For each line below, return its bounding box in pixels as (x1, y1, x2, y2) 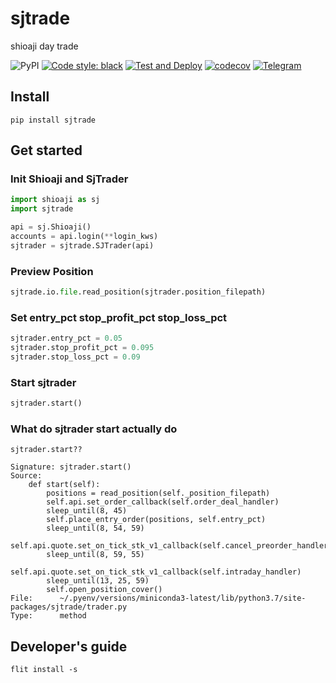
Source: (10, 471, 43, 481)
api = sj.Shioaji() (10, 222, 92, 232)
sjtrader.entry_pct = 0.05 (10, 333, 123, 344)
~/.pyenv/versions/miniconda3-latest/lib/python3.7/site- (59, 593, 307, 604)
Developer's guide (10, 638, 128, 655)
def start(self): (28, 480, 101, 490)
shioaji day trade (10, 40, 79, 52)
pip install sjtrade (10, 115, 97, 125)
